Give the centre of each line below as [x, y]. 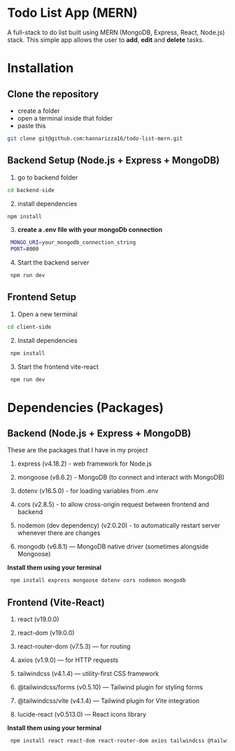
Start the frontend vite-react [58, 367]
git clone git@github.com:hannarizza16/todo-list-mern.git [95, 138]
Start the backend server [53, 263]
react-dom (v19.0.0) [46, 633]
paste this [31, 126]
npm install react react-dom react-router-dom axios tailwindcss [107, 741]
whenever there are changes [59, 533]
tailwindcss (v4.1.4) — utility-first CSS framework [88, 674]
